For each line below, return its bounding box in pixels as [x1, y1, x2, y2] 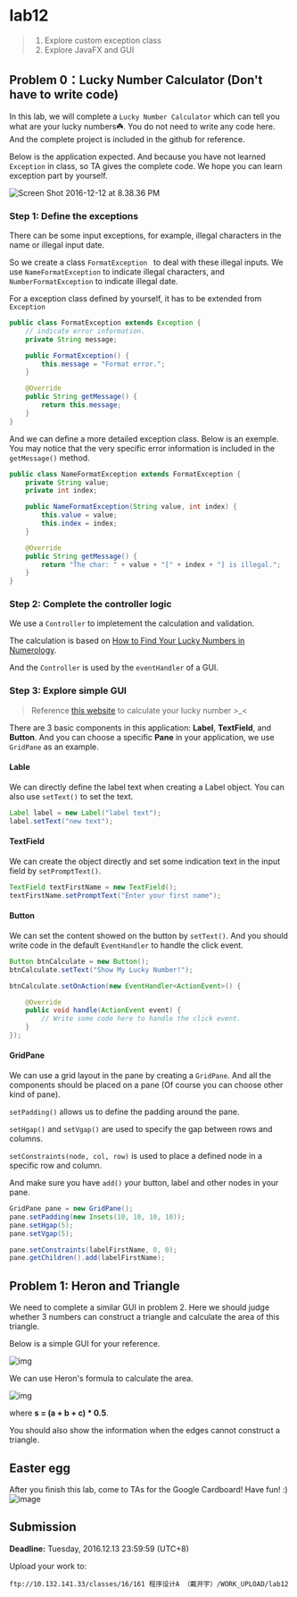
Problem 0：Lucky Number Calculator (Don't [9, 72, 263, 88]
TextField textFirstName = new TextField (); [9, 883, 177, 891]
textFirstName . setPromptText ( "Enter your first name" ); [9, 891, 221, 900]
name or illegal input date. [9, 240, 105, 250]
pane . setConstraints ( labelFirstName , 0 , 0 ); [9, 1245, 177, 1255]
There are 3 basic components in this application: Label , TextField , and [9, 722, 272, 733]
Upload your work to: [9, 1560, 87, 1571]
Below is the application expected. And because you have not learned [9, 151, 266, 162]
